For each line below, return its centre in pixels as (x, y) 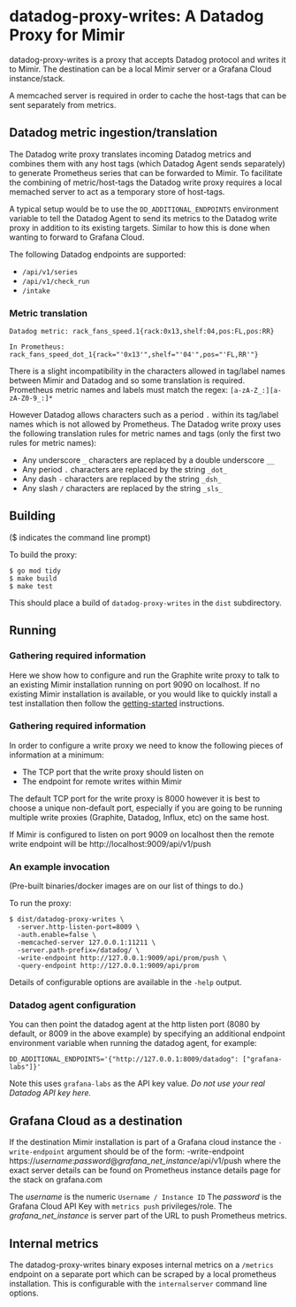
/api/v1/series (50, 272)
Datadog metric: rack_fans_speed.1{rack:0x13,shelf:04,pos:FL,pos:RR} (142, 332)
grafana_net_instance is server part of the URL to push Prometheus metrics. (148, 1216)
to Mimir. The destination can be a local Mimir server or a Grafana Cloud (140, 69)
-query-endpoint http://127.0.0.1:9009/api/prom (108, 966)
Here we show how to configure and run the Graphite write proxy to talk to (144, 675)
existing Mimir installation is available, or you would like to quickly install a (144, 694)
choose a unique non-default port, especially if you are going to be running (146, 808)
